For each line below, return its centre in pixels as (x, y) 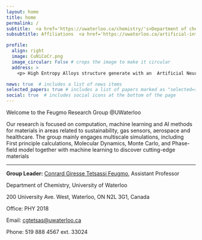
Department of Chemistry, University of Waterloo (67, 185)
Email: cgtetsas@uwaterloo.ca (44, 220)
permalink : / (23, 23)
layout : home (23, 12)
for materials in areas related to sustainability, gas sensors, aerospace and (98, 131)
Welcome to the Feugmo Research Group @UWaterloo (74, 112)
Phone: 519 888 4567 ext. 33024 (47, 232)
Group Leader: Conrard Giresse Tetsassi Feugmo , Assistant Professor (93, 173)
